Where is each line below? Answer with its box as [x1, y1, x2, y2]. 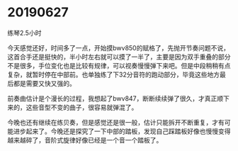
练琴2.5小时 [7, 28, 42, 37]
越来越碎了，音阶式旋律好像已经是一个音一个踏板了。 [7, 135, 163, 144]
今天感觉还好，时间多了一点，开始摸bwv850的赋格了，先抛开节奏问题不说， [7, 43, 230, 52]
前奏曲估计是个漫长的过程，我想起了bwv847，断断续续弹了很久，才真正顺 [7, 94, 224, 103]
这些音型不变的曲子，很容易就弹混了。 [25, 103, 138, 111]
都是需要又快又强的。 [13, 79, 76, 87]
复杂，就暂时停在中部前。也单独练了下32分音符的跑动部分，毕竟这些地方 [7, 70, 220, 79]
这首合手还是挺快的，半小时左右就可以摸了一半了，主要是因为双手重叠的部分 [7, 52, 231, 61]
